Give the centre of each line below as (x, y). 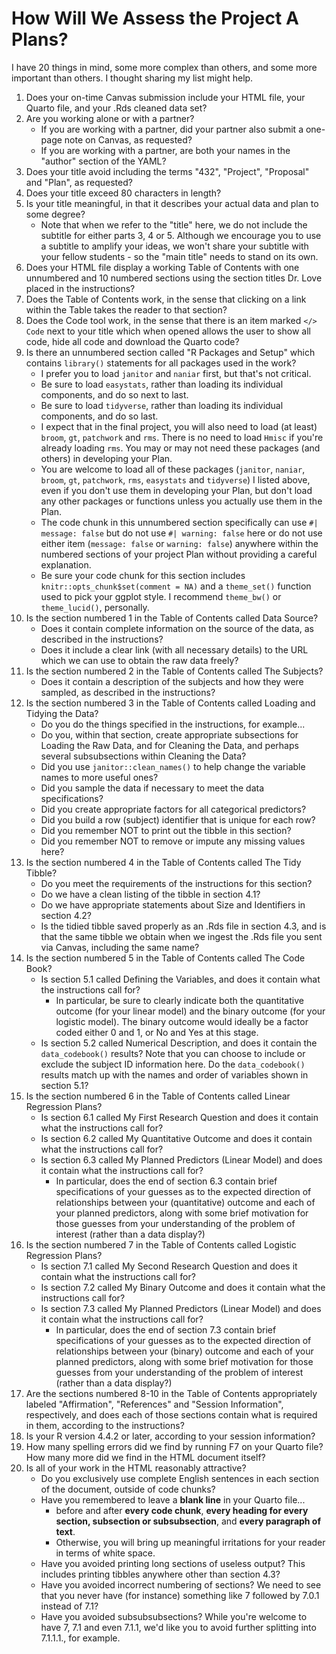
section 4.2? (66, 915)
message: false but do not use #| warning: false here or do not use (181, 533)
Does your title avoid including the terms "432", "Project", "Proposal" (167, 171)
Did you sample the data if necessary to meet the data (152, 788)
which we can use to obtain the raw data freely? (139, 660)
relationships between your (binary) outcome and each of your (184, 1351)
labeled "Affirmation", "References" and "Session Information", (154, 1404)
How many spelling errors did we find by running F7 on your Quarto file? (174, 1446)
